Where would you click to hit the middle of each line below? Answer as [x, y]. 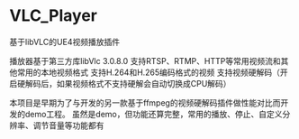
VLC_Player [53, 16]
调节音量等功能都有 [68, 125]
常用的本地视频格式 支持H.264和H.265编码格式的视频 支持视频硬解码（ [149, 72]
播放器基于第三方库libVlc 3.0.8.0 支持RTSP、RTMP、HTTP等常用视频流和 [145, 60]
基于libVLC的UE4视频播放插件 [64, 42]
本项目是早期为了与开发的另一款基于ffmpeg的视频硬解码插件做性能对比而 [145, 102]
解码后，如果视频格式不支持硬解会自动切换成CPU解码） [128, 83]
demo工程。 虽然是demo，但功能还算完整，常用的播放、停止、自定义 [154, 114]
